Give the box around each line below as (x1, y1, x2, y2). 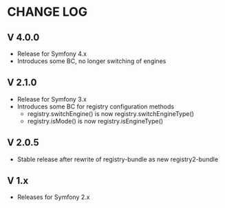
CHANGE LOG (7, 4, 88, 20)
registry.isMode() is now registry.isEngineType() (27, 117, 164, 125)
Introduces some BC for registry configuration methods (17, 102, 174, 111)
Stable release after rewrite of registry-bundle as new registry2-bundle (17, 155, 219, 163)
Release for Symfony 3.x (17, 95, 87, 103)
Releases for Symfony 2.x (17, 193, 90, 201)
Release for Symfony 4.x (17, 49, 87, 58)
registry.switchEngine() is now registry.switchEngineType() (27, 109, 195, 117)
